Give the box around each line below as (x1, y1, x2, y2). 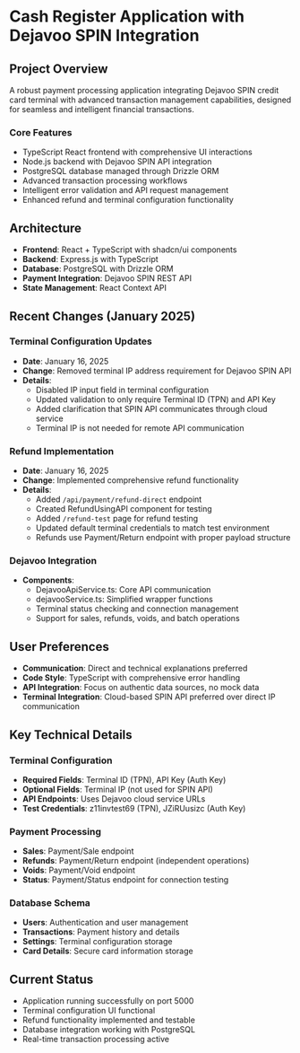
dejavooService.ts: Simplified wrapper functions (35, 594, 213, 605)
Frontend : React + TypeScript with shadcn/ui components (21, 244, 237, 255)
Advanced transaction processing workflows (21, 175, 188, 186)
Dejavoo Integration (9, 555, 97, 567)
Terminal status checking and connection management (35, 603, 239, 614)
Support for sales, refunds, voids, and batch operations (35, 613, 240, 624)
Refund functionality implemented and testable (21, 1014, 195, 1025)
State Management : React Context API (21, 283, 167, 294)
